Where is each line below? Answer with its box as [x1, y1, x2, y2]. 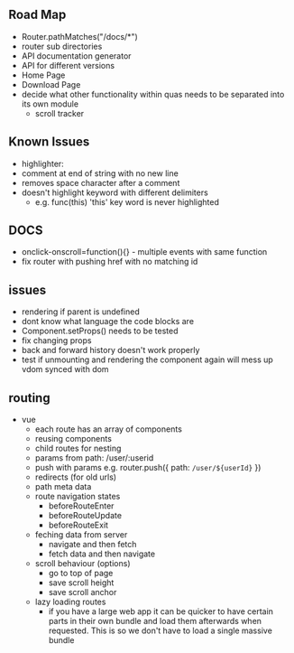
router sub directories [21, 41, 103, 51]
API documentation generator [21, 50, 132, 61]
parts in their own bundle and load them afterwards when [48, 616, 262, 627]
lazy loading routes [34, 596, 106, 608]
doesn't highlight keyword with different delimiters [21, 187, 208, 198]
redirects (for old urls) [34, 471, 117, 482]
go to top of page [48, 568, 114, 579]
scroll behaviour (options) [34, 558, 131, 569]
